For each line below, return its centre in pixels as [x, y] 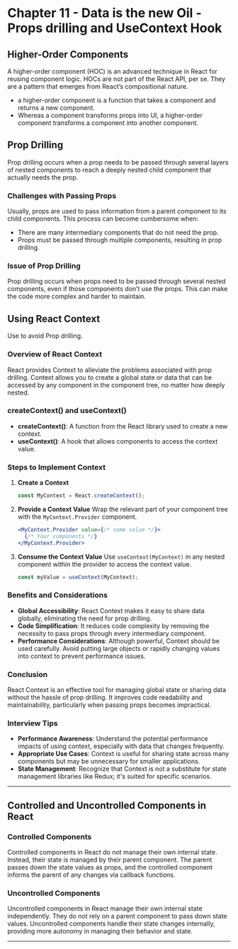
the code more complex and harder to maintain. [77, 297]
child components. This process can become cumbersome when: [103, 219]
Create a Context [43, 483]
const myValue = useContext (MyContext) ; [78, 577]
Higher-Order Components [68, 54]
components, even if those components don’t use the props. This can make [118, 289]
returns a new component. [56, 108]
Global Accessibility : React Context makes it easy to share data [111, 610]
